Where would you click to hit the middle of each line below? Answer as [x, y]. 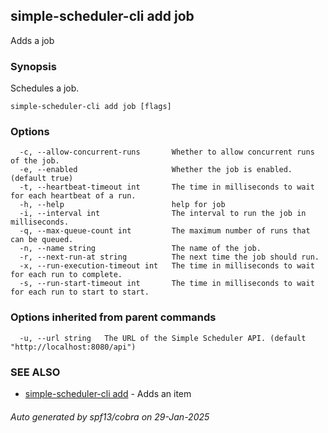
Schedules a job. [45, 88]
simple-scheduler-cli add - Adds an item [108, 393]
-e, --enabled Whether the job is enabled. [156, 170]
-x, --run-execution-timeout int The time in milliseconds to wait [167, 266]
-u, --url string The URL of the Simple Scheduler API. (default [163, 338]
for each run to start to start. [80, 292]
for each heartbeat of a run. [73, 196]
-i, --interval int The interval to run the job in [163, 214]
